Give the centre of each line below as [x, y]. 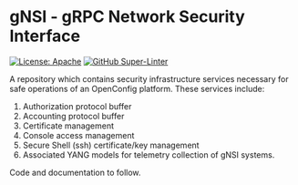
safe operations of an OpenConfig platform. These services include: [137, 88]
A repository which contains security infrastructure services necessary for [149, 78]
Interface [45, 36]
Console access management [78, 135]
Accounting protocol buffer [73, 116]
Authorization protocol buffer [77, 106]
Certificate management [68, 126]
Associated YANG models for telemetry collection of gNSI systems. [149, 154]
